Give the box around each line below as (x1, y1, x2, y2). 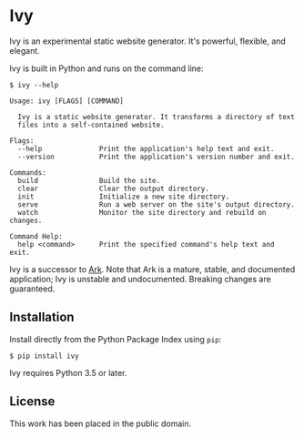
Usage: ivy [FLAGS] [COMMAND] (9, 97, 125, 106)
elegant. (9, 45, 41, 56)
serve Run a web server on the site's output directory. (17, 199, 296, 209)
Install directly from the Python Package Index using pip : (9, 333, 222, 344)
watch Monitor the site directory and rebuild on (17, 208, 267, 217)
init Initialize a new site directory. (17, 192, 230, 201)
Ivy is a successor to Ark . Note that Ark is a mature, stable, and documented (9, 263, 296, 274)
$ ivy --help (9, 80, 59, 89)
